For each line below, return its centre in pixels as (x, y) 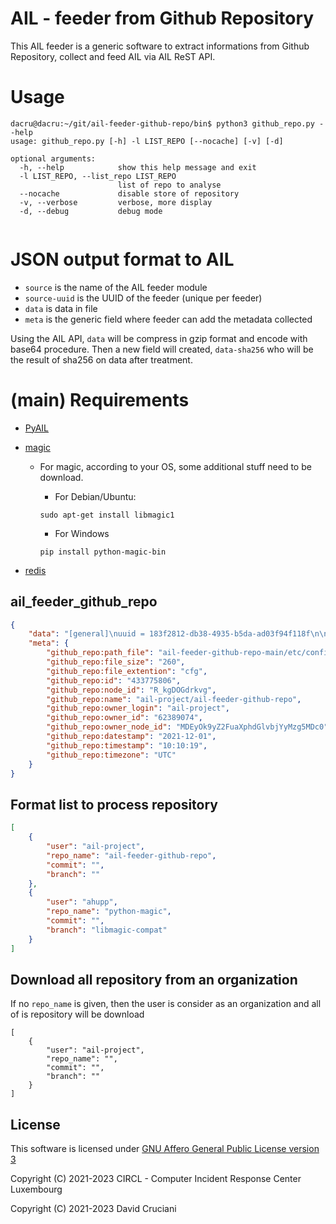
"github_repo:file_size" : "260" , (116, 662)
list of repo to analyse (169, 185)
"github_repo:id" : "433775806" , (114, 680)
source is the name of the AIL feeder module (116, 287)
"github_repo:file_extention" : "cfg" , (127, 671)
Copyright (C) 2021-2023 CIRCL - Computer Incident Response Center (156, 1179)
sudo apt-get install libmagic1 (107, 515)
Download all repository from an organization (154, 979)
